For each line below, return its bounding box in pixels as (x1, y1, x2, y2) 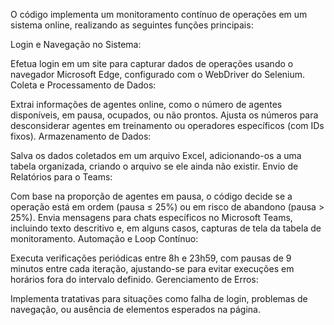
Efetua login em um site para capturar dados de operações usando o (10, 58, 294, 69)
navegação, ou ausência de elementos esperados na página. (10, 304, 261, 315)
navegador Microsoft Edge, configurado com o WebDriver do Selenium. (10, 69, 306, 80)
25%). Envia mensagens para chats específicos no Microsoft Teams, (10, 212, 293, 223)
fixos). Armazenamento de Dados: (10, 130, 152, 142)
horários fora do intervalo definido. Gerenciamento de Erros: (10, 274, 259, 285)
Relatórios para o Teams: (10, 171, 113, 183)
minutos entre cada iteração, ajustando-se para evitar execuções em (10, 263, 295, 274)
